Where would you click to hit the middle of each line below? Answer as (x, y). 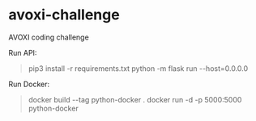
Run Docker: (29, 84)
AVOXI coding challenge (49, 37)
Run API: (23, 52)
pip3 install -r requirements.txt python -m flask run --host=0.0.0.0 (138, 68)
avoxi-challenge (64, 15)
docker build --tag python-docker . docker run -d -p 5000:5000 (135, 99)
